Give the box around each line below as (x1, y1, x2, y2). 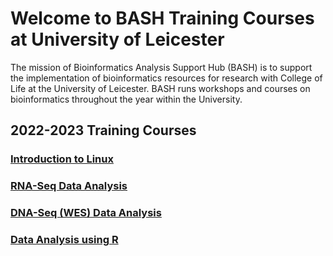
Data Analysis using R (10, 233, 119, 247)
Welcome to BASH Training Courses (10, 7, 315, 30)
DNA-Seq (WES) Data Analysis (10, 206, 162, 220)
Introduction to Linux (10, 152, 114, 166)
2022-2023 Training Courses (10, 122, 197, 139)
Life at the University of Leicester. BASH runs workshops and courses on (10, 82, 311, 94)
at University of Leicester (10, 28, 225, 51)
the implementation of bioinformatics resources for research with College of (10, 72, 323, 84)
